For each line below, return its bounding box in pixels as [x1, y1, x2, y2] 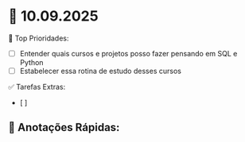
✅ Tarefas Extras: [8, 83, 66, 92]
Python [19, 58, 44, 67]
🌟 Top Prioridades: [8, 33, 69, 43]
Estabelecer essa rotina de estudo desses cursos [19, 67, 181, 75]
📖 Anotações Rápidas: [8, 121, 120, 134]
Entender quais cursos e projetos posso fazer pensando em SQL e [19, 48, 238, 58]
